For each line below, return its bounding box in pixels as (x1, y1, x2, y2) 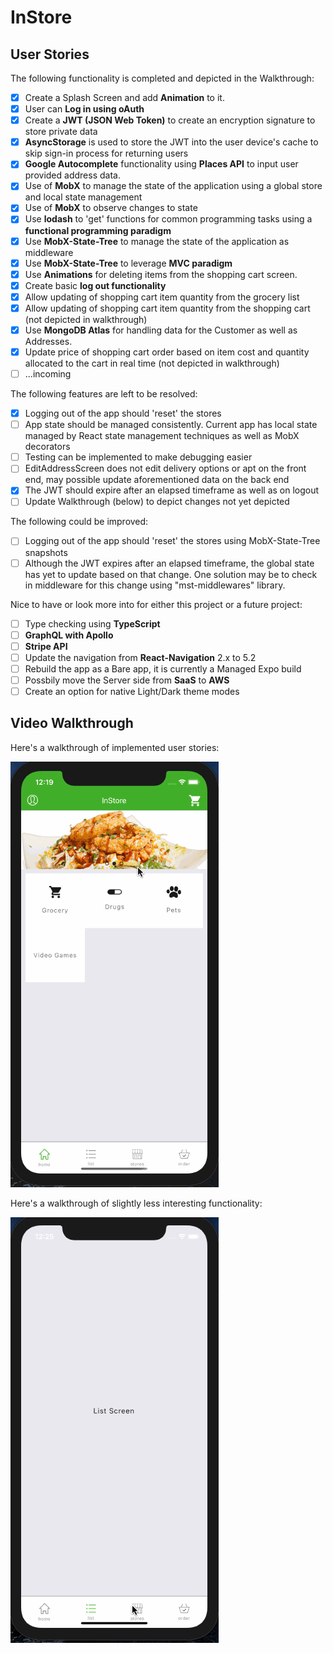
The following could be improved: (10, 516, 149, 528)
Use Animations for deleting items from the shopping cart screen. (24, 268, 298, 280)
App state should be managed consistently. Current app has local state (24, 419, 318, 431)
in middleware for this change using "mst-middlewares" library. (24, 579, 286, 591)
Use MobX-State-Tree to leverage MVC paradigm (24, 257, 233, 269)
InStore (10, 6, 73, 29)
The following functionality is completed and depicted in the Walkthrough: (10, 72, 315, 84)
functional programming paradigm (24, 224, 172, 236)
